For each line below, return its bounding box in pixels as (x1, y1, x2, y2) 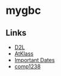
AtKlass (14, 50, 34, 57)
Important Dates (14, 57, 55, 63)
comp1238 (14, 63, 41, 70)
